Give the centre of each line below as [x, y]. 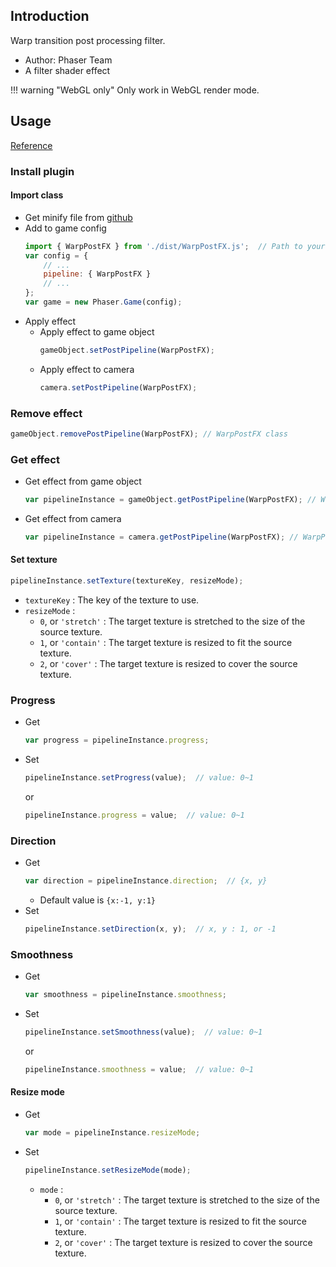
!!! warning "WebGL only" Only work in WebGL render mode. [135, 90]
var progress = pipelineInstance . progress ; [117, 740]
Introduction [50, 16]
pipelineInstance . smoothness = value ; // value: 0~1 [139, 1069]
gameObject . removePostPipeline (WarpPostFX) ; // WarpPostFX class [149, 434]
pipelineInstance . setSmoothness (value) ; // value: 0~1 [143, 1032]
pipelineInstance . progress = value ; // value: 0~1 [134, 815]
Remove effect [46, 413]
